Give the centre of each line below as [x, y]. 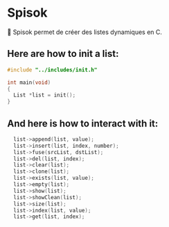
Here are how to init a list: [63, 54]
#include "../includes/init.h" [52, 70]
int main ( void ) [29, 82]
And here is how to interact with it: [83, 123]
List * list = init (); [45, 95]
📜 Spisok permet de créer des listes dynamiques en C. [85, 32]
